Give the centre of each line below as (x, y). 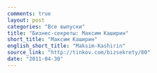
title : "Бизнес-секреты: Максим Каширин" (68, 33)
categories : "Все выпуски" (46, 26)
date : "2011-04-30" (35, 59)
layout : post (26, 20)
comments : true (29, 14)
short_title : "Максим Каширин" (52, 40)
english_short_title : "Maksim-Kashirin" (67, 46)
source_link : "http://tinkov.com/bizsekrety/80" (79, 53)
